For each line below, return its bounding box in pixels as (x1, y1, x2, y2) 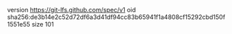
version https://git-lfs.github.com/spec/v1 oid (7, 6, 136, 14)
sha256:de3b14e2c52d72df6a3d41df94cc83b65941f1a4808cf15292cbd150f (7, 13, 226, 21)
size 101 (31, 20, 54, 28)
